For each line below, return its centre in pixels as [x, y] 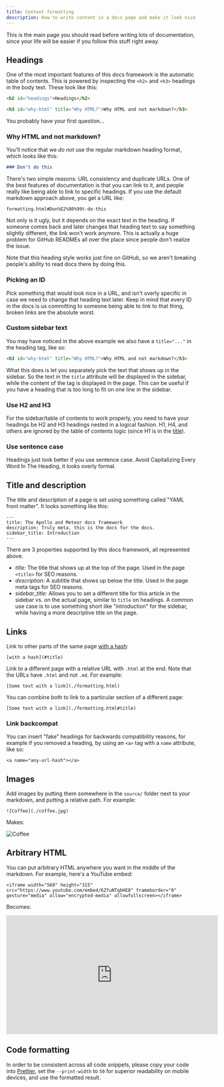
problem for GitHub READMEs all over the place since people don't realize [98, 240]
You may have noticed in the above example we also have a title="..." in [99, 341]
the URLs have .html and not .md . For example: [64, 675]
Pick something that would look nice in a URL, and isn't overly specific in [97, 293]
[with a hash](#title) [35, 657]
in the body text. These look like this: [52, 88]
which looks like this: [32, 156]
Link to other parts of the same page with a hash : [67, 646]
